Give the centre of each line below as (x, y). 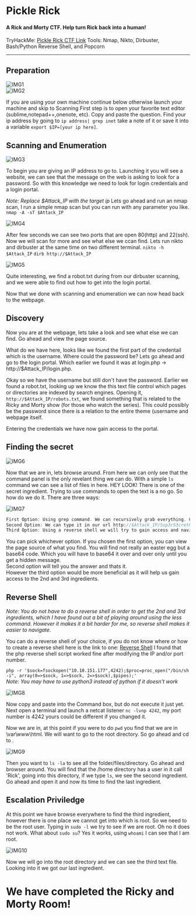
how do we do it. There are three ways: (53, 497)
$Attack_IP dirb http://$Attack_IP (49, 254)
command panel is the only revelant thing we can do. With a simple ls (90, 479)
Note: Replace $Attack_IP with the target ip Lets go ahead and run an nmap (97, 201)
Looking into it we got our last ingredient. (55, 868)
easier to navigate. (29, 630)
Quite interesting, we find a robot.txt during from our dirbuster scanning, (93, 276)
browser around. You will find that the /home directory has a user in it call (94, 769)
